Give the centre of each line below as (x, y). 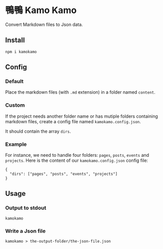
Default (15, 82)
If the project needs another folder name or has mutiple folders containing (81, 116)
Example (16, 144)
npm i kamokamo (21, 52)
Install (15, 40)
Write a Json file (26, 231)
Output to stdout (26, 208)
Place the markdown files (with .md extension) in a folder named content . (80, 92)
